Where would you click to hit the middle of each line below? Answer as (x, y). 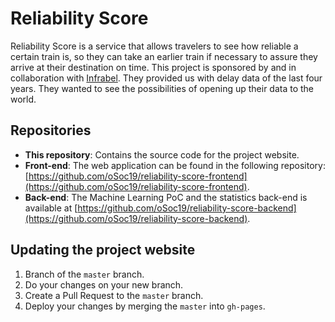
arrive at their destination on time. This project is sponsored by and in (153, 67)
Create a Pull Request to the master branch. (114, 295)
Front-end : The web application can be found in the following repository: (175, 165)
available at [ (51, 208)
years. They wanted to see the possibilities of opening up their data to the (162, 88)
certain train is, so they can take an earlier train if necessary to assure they (164, 56)
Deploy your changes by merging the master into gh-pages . (145, 306)
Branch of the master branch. (84, 274)
